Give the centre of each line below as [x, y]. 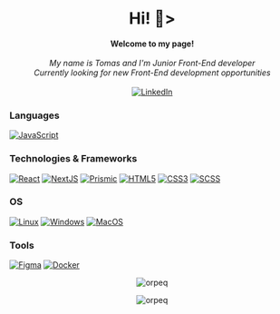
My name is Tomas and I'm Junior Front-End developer [152, 63]
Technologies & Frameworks [73, 159]
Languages [35, 115]
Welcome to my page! [152, 44]
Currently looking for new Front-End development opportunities [152, 73]
